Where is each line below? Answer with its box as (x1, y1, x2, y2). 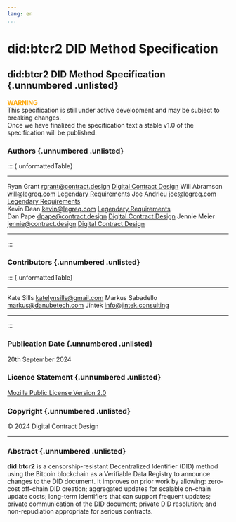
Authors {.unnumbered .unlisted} (7, 146, 124, 156)
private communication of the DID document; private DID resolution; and (7, 499, 216, 508)
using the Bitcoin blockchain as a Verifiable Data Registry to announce (7, 470, 211, 478)
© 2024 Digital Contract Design (7, 422, 99, 430)
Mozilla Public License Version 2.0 (7, 388, 107, 397)
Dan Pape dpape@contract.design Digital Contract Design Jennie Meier (7, 212, 216, 220)
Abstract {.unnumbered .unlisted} (7, 447, 126, 456)
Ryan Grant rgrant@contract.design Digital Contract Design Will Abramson (7, 182, 223, 190)
